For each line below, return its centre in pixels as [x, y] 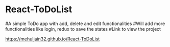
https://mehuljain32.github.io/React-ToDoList [53, 39]
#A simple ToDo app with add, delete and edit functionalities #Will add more [85, 24]
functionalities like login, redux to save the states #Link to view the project [83, 29]
